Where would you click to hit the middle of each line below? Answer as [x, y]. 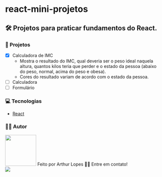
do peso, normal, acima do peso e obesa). [63, 71]
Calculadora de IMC [33, 55]
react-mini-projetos [47, 9]
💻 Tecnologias [24, 101]
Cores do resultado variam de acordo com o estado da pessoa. [84, 77]
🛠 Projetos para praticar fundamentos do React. [81, 28]
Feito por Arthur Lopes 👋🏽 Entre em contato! [82, 164]
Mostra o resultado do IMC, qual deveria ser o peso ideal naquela [86, 61]
